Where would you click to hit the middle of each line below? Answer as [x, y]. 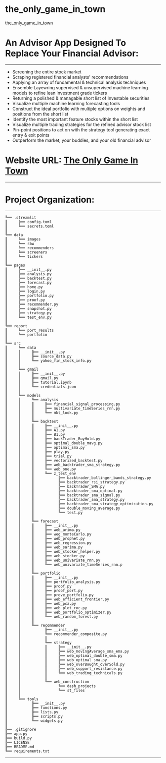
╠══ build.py [19, 738]
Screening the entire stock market [47, 72]
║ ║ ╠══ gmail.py [32, 378]
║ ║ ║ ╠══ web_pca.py [41, 603]
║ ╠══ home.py [24, 287]
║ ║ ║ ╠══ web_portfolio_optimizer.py [58, 612]
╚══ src [13, 343]
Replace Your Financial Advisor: [72, 54]
